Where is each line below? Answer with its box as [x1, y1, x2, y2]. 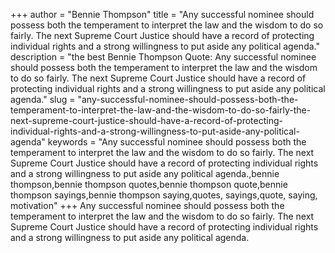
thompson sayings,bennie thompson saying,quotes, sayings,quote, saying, [10, 189, 318, 201]
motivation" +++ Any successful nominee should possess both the [10, 200, 285, 211]
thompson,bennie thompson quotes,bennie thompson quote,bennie [10, 179, 288, 190]
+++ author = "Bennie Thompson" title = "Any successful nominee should [10, 9, 315, 20]
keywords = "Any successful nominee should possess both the [47, 136, 307, 148]
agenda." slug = [10, 94, 76, 105]
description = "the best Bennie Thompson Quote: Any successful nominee [10, 51, 317, 63]
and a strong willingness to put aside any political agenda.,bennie [10, 168, 280, 179]
